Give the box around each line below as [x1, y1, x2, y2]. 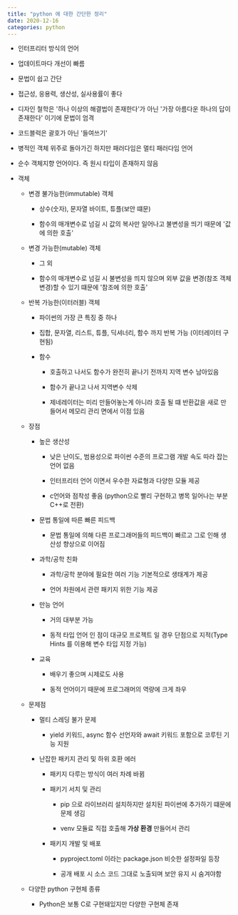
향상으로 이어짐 [63, 540, 105, 548]
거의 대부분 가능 [49, 615, 94, 624]
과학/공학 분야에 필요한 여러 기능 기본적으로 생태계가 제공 [49, 570, 208, 578]
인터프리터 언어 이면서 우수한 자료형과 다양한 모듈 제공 [49, 476, 200, 485]
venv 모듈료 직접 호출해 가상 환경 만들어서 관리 [60, 824, 190, 833]
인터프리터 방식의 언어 [17, 44, 80, 53]
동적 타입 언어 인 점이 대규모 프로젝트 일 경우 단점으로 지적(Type [49, 630, 228, 639]
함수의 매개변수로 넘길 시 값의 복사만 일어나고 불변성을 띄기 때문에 [38, 220, 222, 228]
